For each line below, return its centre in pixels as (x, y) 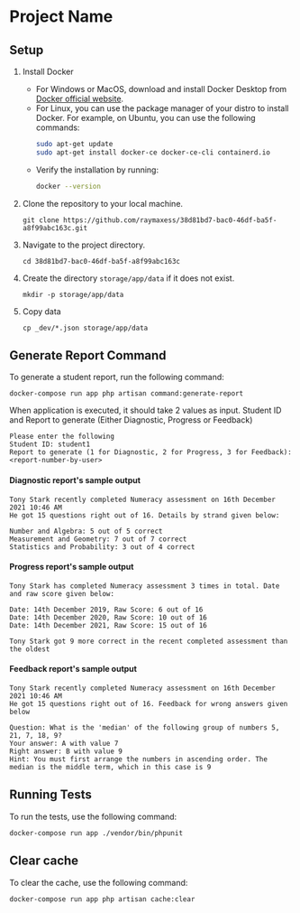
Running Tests (50, 795)
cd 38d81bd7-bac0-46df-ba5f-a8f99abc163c (101, 261)
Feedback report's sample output (73, 669)
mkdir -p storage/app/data (73, 294)
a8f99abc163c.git (55, 228)
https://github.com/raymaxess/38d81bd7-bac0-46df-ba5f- (170, 220)
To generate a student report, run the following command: (117, 377)
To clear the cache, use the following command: (99, 882)
